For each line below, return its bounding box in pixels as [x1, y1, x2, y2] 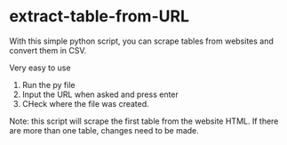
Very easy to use [9, 62, 71, 73]
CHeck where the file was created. [21, 98, 149, 109]
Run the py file [21, 79, 76, 90]
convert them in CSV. [9, 44, 87, 55]
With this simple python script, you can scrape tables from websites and [9, 36, 274, 46]
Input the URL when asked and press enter [21, 89, 179, 100]
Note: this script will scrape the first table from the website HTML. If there [9, 116, 279, 126]
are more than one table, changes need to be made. [9, 125, 200, 135]
